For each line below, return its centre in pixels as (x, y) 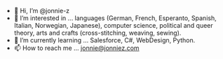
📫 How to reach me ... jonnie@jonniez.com (76, 48)
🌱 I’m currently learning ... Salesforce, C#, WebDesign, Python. (104, 40)
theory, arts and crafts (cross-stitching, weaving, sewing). (97, 33)
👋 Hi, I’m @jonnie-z (42, 11)
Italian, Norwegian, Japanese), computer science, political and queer (114, 25)
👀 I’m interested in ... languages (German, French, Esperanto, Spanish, (115, 18)
